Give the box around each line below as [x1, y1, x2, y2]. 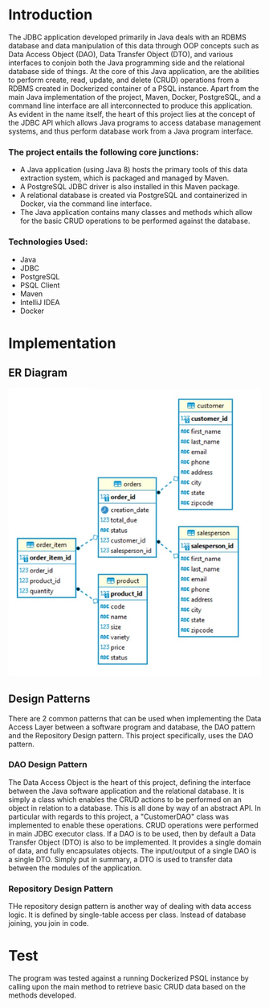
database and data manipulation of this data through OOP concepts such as [8, 40, 259, 50]
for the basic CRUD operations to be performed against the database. [19, 216, 251, 226]
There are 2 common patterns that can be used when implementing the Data [8, 713, 262, 723]
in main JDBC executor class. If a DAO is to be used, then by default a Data [8, 828, 256, 838]
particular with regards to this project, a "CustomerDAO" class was [8, 812, 230, 821]
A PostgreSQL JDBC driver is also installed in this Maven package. [19, 182, 240, 192]
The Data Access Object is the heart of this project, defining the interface [8, 777, 251, 787]
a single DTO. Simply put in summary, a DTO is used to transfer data [8, 854, 233, 864]
